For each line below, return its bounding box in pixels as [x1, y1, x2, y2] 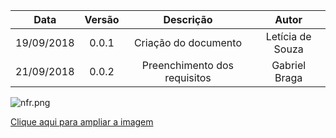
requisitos [164, 71, 212, 84]
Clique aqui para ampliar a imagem [10, 116, 154, 128]
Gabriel [271, 59, 307, 72]
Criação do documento [133, 36, 242, 49]
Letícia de [265, 30, 312, 43]
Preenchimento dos [141, 59, 235, 72]
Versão [84, 13, 120, 26]
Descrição [163, 13, 213, 26]
